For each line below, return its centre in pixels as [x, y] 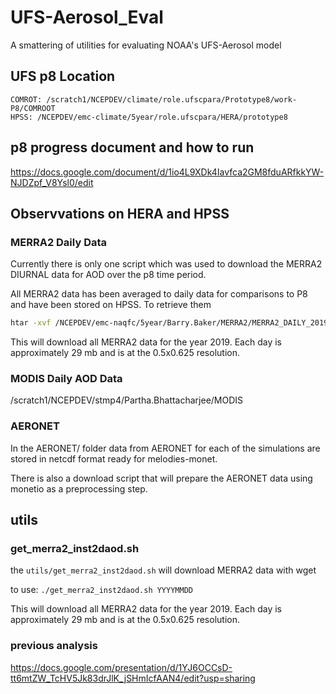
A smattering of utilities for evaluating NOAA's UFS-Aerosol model [146, 45]
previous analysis [54, 646]
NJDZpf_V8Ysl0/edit [52, 182]
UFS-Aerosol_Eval [87, 17]
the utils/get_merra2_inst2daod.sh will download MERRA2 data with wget [163, 570]
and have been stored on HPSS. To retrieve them [111, 305]
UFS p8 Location [63, 76]
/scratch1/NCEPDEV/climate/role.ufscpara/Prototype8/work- [172, 99]
